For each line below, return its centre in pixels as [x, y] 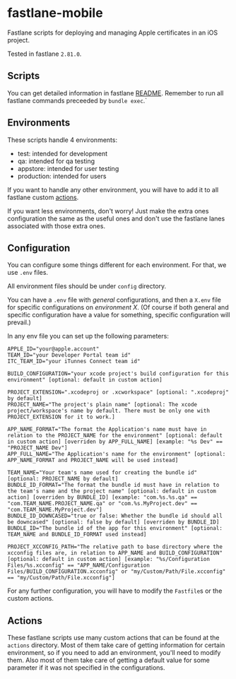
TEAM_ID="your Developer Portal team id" [69, 355]
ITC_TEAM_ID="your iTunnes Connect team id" [74, 362]
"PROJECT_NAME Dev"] [38, 448]
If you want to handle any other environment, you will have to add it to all [113, 189]
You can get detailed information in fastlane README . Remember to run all [116, 93]
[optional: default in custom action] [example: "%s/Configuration [109, 560]
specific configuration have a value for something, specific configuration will [119, 315]
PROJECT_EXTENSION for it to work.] [61, 417]
